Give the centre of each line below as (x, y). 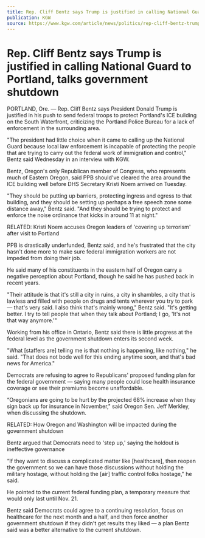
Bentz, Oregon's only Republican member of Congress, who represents (96, 171)
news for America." (31, 364)
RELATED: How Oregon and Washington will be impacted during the (92, 425)
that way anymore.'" (32, 320)
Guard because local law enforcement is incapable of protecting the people (102, 147)
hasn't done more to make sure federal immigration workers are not (92, 252)
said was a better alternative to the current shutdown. (74, 530)
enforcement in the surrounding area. (54, 128)
